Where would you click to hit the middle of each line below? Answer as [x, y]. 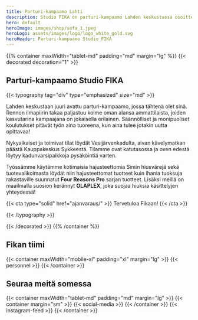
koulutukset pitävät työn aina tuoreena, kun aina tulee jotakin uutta [87, 125]
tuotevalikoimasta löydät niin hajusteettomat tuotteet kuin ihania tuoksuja [94, 173]
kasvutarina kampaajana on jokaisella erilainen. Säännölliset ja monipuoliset [98, 119]
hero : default [24, 22]
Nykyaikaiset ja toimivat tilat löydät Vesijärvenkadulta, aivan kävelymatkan [96, 143]
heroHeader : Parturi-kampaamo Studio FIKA [59, 39]
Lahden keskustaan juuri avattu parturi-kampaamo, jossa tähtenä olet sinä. [97, 106]
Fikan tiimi [26, 245]
